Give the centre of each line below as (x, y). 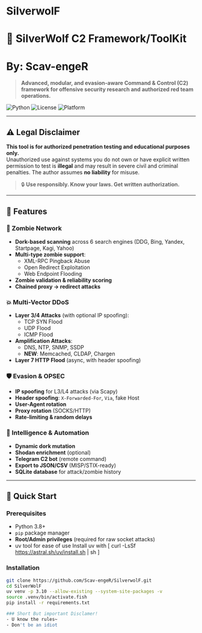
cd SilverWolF (24, 586)
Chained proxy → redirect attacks (58, 286)
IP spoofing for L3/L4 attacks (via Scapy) (66, 392)
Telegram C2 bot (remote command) (61, 459)
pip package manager (42, 533)
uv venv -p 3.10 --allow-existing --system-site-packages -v (84, 592)
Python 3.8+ (30, 527)
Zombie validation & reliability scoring (63, 280)
